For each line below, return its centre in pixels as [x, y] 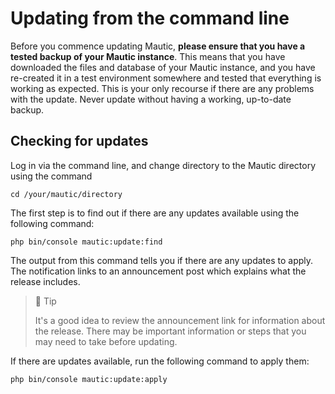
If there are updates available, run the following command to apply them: [160, 361]
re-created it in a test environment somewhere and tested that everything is [166, 78]
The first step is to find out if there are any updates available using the [155, 213]
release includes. [45, 281]
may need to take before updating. [106, 341]
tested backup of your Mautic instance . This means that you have [148, 56]
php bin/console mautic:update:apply [89, 379]
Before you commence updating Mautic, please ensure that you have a [158, 46]
